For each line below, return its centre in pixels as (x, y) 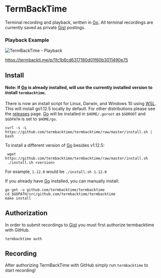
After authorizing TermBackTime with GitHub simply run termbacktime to (77, 265)
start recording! (21, 270)
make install (18, 198)
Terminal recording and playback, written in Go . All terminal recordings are (79, 22)
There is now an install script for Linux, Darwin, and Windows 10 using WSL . (80, 103)
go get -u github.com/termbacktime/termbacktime (55, 190)
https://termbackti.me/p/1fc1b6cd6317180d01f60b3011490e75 (66, 60)
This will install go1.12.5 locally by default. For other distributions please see (80, 108)
